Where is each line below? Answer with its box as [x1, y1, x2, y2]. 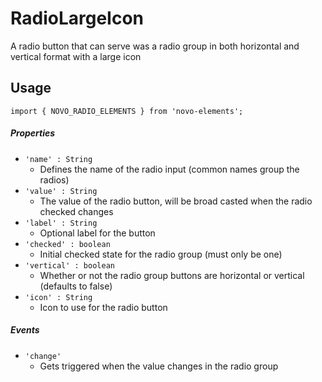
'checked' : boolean [24, 239, 111, 249]
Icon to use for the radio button [39, 301, 168, 313]
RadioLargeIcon [10, 7, 145, 30]
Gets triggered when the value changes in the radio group [39, 360, 279, 372]
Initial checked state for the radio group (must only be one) [39, 248, 283, 260]
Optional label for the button [39, 227, 156, 239]
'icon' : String [24, 292, 93, 302]
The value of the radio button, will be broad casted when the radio [39, 195, 313, 207]
